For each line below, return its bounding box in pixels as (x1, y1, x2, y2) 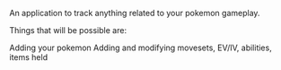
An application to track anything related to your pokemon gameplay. (9, 8, 260, 18)
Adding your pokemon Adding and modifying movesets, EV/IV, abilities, (9, 42, 272, 53)
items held (9, 52, 48, 62)
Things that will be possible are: (9, 25, 127, 35)
